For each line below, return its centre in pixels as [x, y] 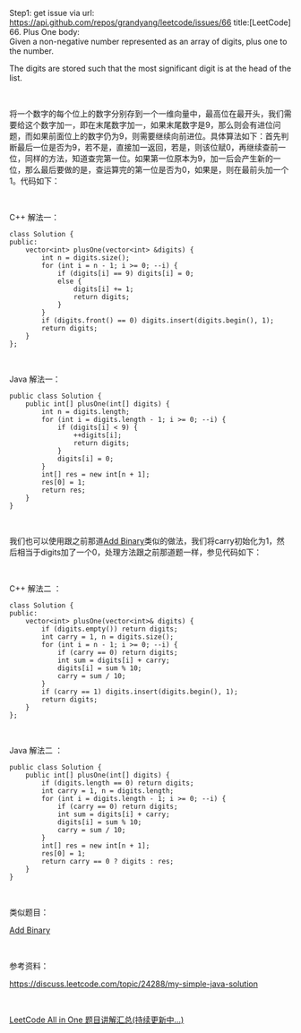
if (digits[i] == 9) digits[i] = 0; [125, 273]
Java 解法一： [35, 379]
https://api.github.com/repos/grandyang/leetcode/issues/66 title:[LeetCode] [150, 22]
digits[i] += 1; [103, 289]
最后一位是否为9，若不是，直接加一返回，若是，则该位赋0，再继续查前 [147, 147]
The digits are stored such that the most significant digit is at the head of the [150, 68]
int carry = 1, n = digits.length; [108, 791]
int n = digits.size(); [86, 258]
